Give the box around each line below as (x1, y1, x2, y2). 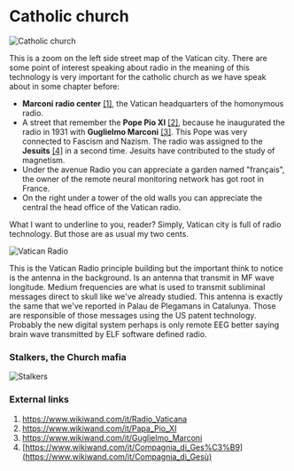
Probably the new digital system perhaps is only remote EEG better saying (9, 319, 280, 330)
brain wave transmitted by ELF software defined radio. (9, 328, 207, 339)
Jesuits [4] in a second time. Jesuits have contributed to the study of (21, 145, 275, 156)
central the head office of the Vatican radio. (21, 201, 182, 212)
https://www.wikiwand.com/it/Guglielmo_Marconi (21, 432, 203, 443)
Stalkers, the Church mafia (9, 350, 127, 363)
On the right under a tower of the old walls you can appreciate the (21, 192, 263, 203)
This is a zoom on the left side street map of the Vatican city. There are (9, 52, 267, 63)
